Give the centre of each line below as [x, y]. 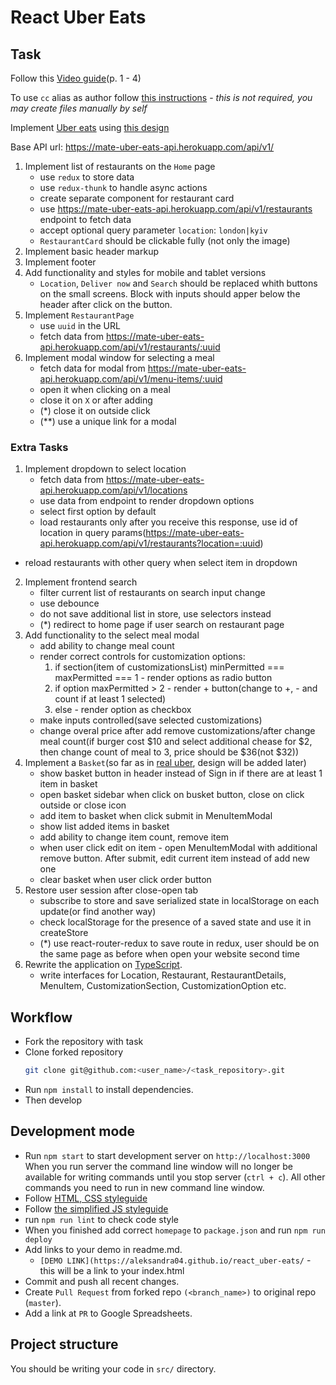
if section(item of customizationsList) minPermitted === [169, 667]
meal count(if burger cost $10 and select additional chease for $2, [176, 742]
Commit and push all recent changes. [102, 1281]
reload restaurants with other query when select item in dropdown [161, 563]
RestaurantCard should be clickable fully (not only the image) [165, 240]
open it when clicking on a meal [105, 389]
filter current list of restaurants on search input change [152, 593]
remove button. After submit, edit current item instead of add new [174, 858]
